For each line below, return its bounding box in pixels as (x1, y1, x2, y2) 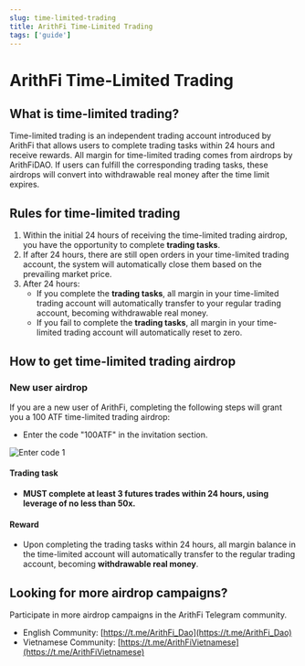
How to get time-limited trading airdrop (9, 353, 236, 369)
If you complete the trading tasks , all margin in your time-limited (36, 288, 279, 299)
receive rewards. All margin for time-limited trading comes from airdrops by (9, 150, 293, 161)
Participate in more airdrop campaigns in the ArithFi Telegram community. (9, 609, 288, 620)
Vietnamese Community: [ (22, 637, 121, 648)
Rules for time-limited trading (9, 205, 181, 220)
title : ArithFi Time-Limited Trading (9, 22, 153, 31)
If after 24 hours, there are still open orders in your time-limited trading (22, 249, 289, 261)
